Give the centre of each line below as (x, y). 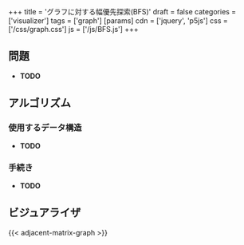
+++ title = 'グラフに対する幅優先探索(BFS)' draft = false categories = (122, 12)
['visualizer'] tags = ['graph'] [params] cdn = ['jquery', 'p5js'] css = (118, 21)
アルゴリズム (40, 103)
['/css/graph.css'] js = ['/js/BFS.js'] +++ (74, 29)
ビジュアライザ (45, 213)
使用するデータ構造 (45, 128)
